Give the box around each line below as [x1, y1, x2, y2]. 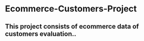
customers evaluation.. [5, 30, 76, 38]
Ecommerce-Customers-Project [5, 3, 137, 14]
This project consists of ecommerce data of [5, 22, 139, 31]
